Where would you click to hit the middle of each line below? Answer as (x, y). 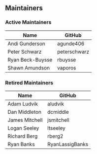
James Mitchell (25, 120)
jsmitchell (59, 120)
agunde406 (71, 43)
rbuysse (67, 60)
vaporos (67, 68)
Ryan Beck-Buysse (30, 60)
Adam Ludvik (23, 104)
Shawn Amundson (29, 68)
